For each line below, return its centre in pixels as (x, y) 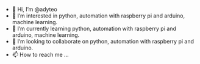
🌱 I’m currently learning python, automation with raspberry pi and (94, 28)
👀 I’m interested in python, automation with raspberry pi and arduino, (98, 16)
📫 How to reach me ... (40, 55)
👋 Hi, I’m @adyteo (35, 9)
